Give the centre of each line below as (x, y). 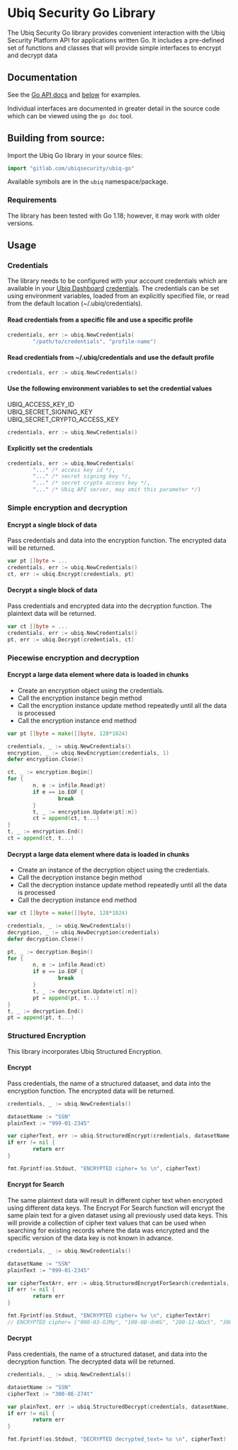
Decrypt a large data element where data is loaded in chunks (98, 854)
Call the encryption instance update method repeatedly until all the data (122, 705)
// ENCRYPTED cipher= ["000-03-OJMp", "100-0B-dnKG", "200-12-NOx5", (112, 1322)
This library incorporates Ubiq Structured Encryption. (85, 1051)
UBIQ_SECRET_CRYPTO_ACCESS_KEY (63, 419)
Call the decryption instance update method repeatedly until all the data (122, 885)
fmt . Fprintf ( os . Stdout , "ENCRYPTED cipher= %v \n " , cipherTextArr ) (109, 1316)
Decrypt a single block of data (52, 590)
